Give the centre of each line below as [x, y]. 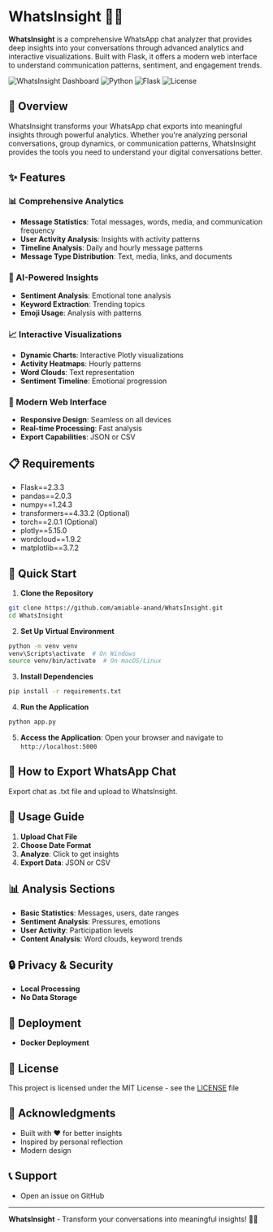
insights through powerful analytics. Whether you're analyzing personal [128, 134]
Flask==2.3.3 [42, 487]
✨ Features [37, 178]
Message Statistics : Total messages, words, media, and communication [141, 222]
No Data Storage [48, 998]
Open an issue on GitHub [62, 1195]
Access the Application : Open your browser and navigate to [121, 738]
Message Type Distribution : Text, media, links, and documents [126, 256]
